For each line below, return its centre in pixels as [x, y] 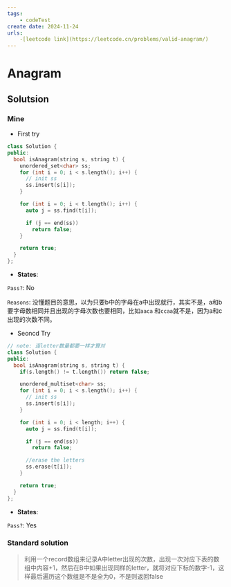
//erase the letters [55, 460]
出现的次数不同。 [31, 319]
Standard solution [38, 543]
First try [28, 134]
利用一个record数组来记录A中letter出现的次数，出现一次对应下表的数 [122, 559]
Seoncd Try [34, 333]
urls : [15, 33]
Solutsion [28, 99]
